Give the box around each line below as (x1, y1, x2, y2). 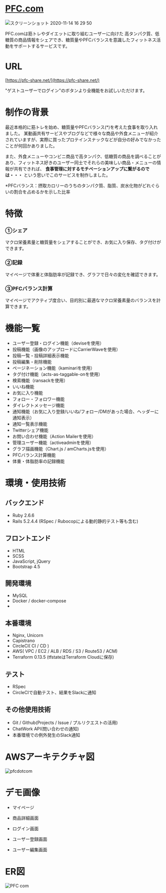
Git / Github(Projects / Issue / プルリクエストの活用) (12, 719, 118, 725)
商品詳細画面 (12, 815, 39, 821)
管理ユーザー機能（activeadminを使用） (12, 440, 94, 446)
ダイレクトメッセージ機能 (12, 402, 65, 408)
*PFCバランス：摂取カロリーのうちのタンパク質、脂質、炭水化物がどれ (5, 182, 151, 188)
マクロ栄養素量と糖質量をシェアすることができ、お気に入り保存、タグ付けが (5, 239, 162, 245)
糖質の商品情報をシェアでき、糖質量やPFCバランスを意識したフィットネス (5, 37, 157, 43)
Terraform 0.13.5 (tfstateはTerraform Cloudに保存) (12, 654, 114, 660)
